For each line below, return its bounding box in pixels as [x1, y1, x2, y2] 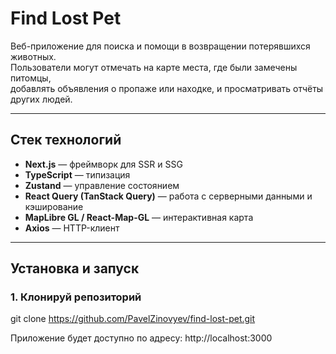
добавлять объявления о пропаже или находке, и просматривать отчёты [10, 82, 324, 94]
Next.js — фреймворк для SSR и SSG [24, 158, 183, 170]
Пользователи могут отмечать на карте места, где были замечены [10, 61, 298, 73]
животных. [10, 50, 57, 62]
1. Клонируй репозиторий [10, 290, 142, 304]
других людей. [10, 93, 73, 105]
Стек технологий [10, 132, 122, 149]
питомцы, [10, 72, 52, 84]
